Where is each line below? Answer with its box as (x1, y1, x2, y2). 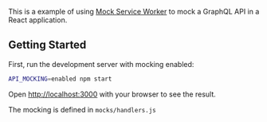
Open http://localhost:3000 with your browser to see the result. (8, 89, 217, 99)
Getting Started (8, 38, 87, 52)
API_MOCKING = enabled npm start (8, 75, 112, 83)
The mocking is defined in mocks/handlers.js (8, 104, 157, 114)
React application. (8, 15, 68, 25)
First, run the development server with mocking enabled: (8, 59, 194, 69)
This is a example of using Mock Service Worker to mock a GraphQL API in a (8, 7, 260, 16)
